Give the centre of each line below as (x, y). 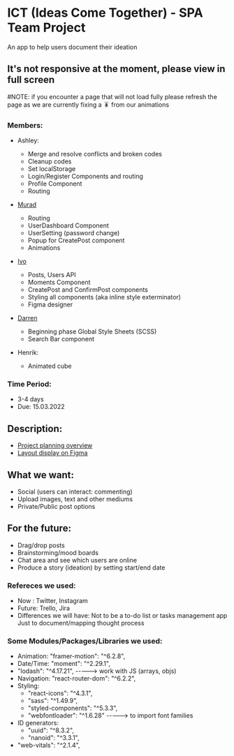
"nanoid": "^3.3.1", (53, 738)
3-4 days (30, 399)
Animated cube (50, 366)
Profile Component (55, 184)
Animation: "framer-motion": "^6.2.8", (71, 656)
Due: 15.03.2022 (41, 407)
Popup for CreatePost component (76, 240)
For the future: (39, 528)
